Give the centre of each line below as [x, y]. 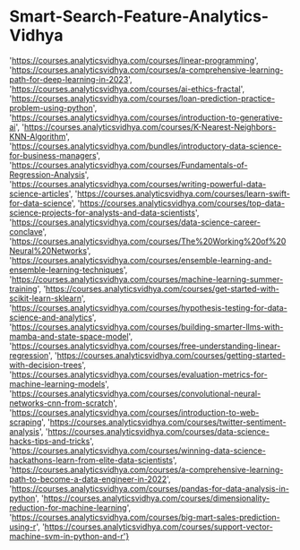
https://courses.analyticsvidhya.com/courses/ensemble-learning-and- [142, 260]
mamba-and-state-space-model [69, 336]
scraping [26, 422]
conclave [26, 231]
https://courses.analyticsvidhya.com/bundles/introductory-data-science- [147, 146]
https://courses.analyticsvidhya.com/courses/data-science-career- [137, 222]
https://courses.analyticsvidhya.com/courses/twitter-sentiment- [168, 422]
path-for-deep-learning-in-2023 [69, 79]
